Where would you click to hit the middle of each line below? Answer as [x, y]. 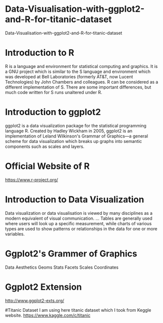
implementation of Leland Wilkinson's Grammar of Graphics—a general [77, 136]
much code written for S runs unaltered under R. [54, 92]
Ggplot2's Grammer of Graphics [71, 254]
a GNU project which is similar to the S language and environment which [78, 71]
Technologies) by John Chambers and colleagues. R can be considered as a [82, 82]
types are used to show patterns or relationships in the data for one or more [81, 229]
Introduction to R [40, 53]
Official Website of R [47, 166]
